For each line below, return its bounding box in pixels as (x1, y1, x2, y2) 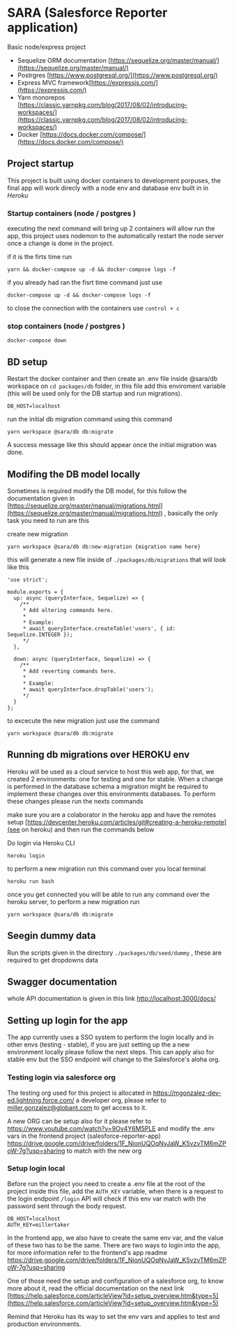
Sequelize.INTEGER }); (7, 631, 73, 638)
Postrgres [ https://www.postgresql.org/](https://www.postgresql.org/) (17, 71, 218, 79)
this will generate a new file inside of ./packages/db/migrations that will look (7, 555, 226, 563)
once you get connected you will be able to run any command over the (7, 890, 210, 898)
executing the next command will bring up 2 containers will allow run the (7, 224, 215, 233)
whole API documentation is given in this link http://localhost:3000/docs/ (7, 994, 217, 1003)
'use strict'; (7, 576, 49, 583)
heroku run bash (7, 877, 54, 885)
